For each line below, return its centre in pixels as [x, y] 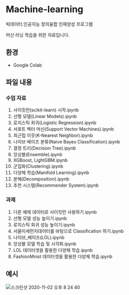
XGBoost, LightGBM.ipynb [40, 160]
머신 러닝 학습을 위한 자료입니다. [38, 35]
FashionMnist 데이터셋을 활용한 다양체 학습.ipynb [63, 256]
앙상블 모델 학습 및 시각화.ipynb [45, 244]
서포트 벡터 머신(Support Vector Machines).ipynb [63, 129]
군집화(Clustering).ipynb [38, 166]
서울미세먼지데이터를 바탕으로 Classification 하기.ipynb [68, 231]
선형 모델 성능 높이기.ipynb [40, 218]
